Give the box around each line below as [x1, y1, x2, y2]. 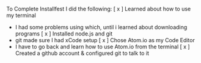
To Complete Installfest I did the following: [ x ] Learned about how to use [6, 6, 191, 12]
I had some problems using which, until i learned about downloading [15, 24, 188, 31]
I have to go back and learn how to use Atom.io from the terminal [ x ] [15, 43, 191, 50]
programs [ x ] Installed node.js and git [15, 30, 113, 37]
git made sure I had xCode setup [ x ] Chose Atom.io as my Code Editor [15, 37, 196, 43]
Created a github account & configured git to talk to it [15, 50, 150, 57]
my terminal [6, 12, 37, 19]
